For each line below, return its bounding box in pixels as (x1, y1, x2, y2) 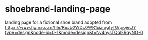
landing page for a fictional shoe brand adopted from (5, 19, 112, 25)
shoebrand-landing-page (5, 3, 111, 14)
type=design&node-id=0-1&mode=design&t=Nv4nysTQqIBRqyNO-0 (5, 29, 143, 35)
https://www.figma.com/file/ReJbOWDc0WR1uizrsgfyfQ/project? (5, 24, 136, 30)
